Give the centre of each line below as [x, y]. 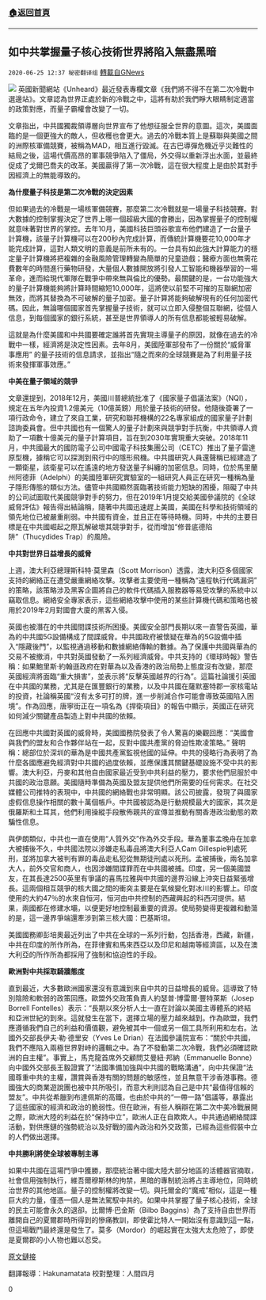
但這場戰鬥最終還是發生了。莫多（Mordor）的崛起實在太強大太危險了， [124, 1230]
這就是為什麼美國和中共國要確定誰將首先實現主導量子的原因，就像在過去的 [129, 335]
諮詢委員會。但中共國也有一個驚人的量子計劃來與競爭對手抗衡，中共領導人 [129, 428]
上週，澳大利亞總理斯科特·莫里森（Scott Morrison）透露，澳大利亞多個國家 [131, 570]
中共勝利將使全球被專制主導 [53, 1153]
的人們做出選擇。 [36, 1137]
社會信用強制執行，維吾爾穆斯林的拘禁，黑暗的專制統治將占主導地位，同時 [129, 1180]
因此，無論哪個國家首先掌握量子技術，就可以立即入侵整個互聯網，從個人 [140, 308]
